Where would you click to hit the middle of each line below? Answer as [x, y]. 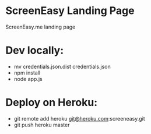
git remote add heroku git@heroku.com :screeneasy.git [79, 118]
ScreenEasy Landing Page [70, 11]
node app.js [28, 79]
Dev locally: [35, 50]
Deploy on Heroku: [52, 103]
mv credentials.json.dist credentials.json [62, 66]
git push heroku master [42, 125]
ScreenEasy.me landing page [41, 27]
